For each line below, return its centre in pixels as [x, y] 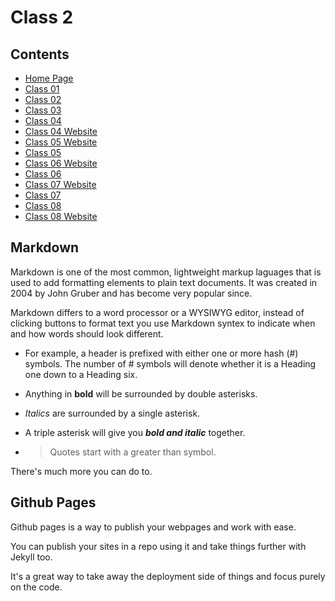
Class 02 [43, 99]
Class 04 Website [61, 131]
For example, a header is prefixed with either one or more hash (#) [161, 353]
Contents [40, 54]
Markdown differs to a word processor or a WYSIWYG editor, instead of [157, 312]
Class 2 [42, 17]
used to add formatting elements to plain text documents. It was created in [164, 282]
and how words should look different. [87, 333]
